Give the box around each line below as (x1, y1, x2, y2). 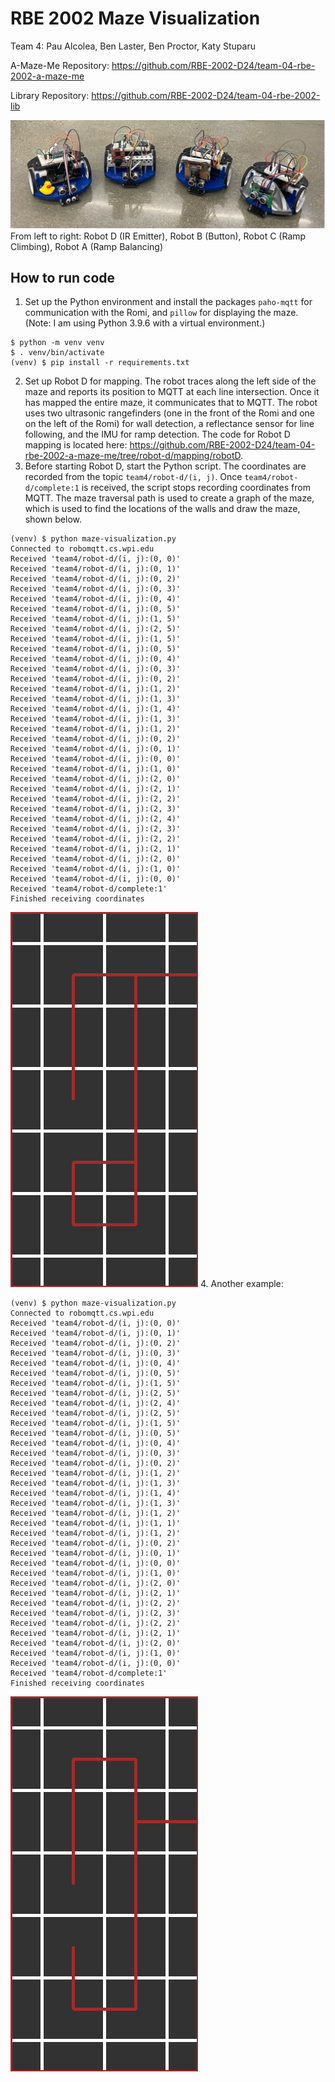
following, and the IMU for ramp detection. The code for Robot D (24, 428, 291, 441)
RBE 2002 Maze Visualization (10, 7, 261, 30)
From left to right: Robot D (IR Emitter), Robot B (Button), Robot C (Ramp (10, 230, 307, 242)
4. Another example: (199, 1278, 284, 1290)
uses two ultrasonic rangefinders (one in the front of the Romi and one (24, 407, 315, 419)
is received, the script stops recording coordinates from (81, 482, 311, 494)
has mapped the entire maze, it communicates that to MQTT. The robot (24, 397, 318, 409)
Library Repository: (10, 89, 90, 101)
